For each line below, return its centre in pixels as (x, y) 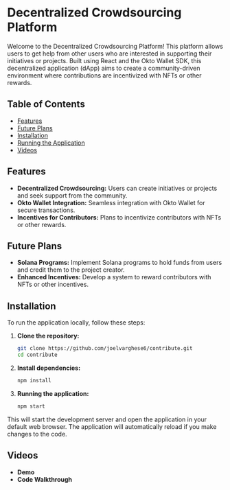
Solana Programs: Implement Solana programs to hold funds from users (119, 263)
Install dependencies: (49, 368)
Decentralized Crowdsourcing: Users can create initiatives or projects (117, 188)
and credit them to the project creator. (71, 270)
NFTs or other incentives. (53, 284)
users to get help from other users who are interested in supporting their (110, 54)
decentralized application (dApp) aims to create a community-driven (104, 68)
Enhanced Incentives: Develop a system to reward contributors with (114, 277)
